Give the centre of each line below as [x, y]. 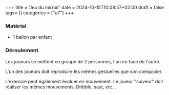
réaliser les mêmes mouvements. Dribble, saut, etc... [61, 87]
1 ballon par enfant [32, 37]
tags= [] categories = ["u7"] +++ [40, 13]
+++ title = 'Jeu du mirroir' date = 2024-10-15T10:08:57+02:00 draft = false [85, 7]
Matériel [16, 26]
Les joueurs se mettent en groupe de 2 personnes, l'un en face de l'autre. [83, 61]
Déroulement [22, 51]
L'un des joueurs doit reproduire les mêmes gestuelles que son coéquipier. [84, 72]
